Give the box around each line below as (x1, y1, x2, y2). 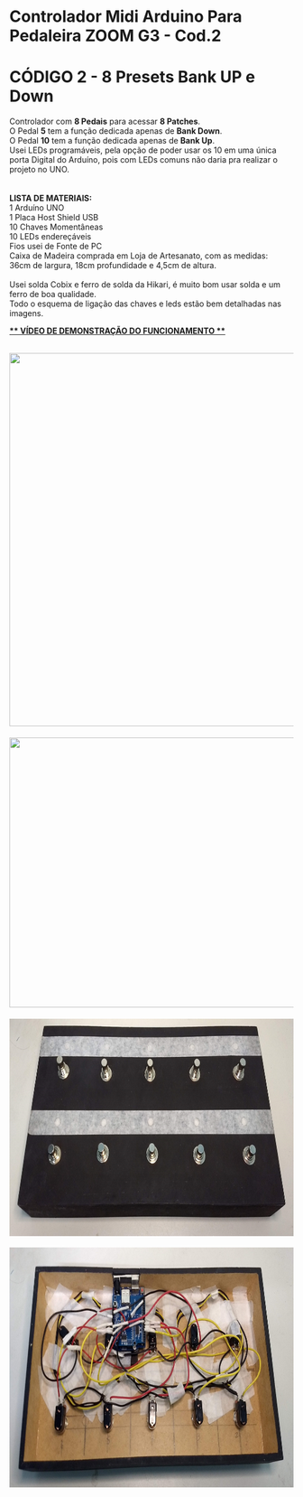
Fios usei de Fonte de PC (9, 241, 102, 252)
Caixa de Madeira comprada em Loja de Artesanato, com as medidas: (9, 250, 269, 261)
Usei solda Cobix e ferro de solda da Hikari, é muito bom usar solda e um (9, 279, 281, 290)
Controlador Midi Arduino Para (9, 6, 243, 27)
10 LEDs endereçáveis (9, 231, 92, 242)
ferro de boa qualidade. (9, 289, 97, 300)
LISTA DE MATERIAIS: (9, 192, 93, 204)
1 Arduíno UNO (9, 202, 65, 213)
